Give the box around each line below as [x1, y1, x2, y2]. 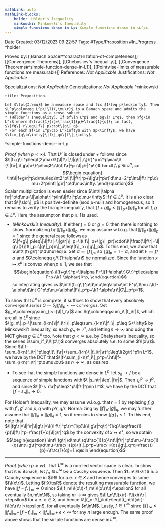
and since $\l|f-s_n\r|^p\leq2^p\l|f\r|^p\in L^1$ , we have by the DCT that [12, 383, 156, 389]
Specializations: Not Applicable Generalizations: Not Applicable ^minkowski [5, 84, 158, 90]
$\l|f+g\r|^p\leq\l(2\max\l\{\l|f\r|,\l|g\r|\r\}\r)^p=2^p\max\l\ [5, 156, 122, 162]
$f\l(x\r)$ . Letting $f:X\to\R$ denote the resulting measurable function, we [5, 480, 155, 486]
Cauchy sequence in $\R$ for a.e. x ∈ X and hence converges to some [5, 474, 149, 480]
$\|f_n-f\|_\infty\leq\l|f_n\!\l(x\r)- [80, 497, 145, 502]
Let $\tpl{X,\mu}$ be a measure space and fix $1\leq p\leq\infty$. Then [5, 102, 160, 107]
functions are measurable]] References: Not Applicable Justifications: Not [5, 69, 155, 75]
